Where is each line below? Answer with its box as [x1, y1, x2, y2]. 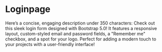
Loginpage [5, 3, 51, 15]
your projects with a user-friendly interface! [5, 41, 95, 47]
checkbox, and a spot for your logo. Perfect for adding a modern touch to [5, 36, 156, 42]
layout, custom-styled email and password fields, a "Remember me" [5, 30, 146, 36]
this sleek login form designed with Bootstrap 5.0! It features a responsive [5, 25, 157, 31]
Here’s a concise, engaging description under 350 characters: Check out [5, 20, 155, 26]
